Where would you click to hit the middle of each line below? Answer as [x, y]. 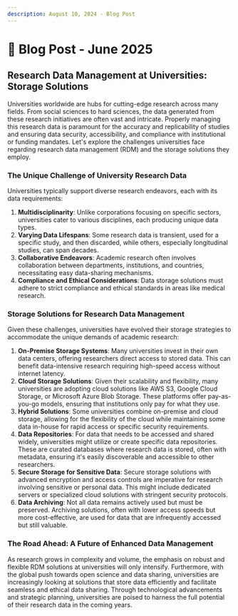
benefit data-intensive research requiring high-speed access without [119, 366]
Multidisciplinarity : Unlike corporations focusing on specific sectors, [119, 212]
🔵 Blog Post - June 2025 [80, 49]
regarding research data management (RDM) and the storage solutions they [119, 149]
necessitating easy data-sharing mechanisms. [85, 272]
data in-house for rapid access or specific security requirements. [113, 427]
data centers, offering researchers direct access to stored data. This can [124, 359]
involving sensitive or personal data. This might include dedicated [114, 487]
